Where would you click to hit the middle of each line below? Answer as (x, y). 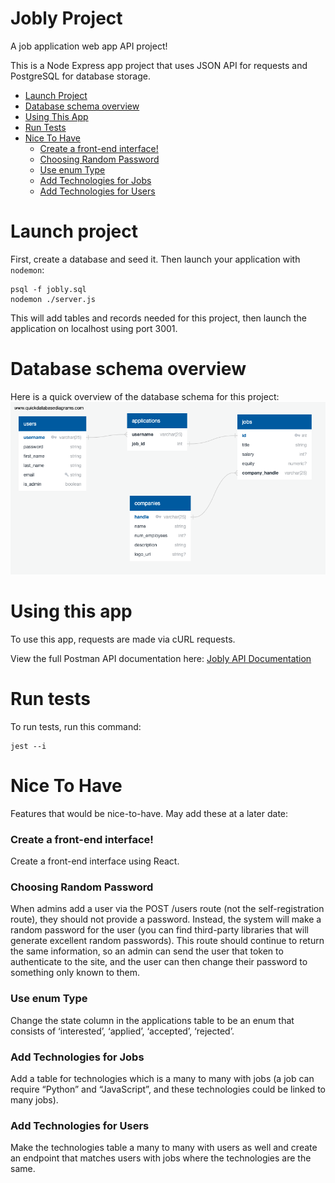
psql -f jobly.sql (48, 289)
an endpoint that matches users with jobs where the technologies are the (161, 1158)
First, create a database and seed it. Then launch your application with (155, 259)
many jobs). (34, 1100)
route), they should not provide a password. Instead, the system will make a (166, 919)
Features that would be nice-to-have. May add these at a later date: (149, 813)
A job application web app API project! (89, 46)
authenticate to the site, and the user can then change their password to (159, 962)
